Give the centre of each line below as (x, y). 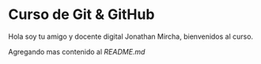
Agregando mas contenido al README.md (77, 51)
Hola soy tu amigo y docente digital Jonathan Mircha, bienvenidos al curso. (131, 36)
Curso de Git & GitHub (81, 15)
